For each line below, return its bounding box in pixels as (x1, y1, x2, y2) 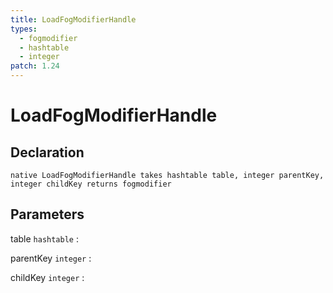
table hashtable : (10, 232, 79, 245)
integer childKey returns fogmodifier (10, 179, 172, 189)
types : (10, 24, 38, 34)
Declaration (10, 144, 85, 161)
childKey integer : (10, 271, 85, 283)
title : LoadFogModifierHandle (10, 14, 137, 25)
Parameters (10, 206, 85, 223)
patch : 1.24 (10, 61, 60, 71)
